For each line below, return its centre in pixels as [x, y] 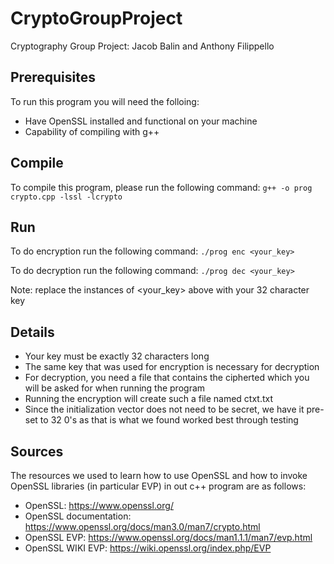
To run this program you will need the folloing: [105, 101]
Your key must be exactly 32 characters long [117, 356]
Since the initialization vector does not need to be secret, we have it [164, 409]
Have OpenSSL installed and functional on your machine [141, 121]
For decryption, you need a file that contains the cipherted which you [167, 378]
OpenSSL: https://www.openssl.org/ [99, 505]
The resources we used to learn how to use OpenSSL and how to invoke [159, 475]
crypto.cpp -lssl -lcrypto [66, 197]
